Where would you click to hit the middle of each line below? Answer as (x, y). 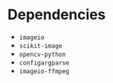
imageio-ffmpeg (44, 71)
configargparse (44, 63)
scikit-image (41, 45)
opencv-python (42, 54)
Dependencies (56, 15)
